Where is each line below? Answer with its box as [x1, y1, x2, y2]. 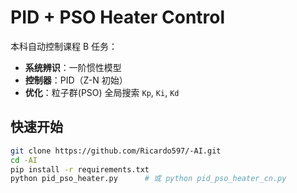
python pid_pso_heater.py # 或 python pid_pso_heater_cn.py [10, 174, 287, 184]
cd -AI [10, 155, 38, 165]
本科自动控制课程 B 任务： [10, 40, 118, 52]
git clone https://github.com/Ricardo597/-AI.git [10, 146, 222, 156]
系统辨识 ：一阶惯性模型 [24, 61, 122, 73]
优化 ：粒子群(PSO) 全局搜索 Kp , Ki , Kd [24, 86, 180, 98]
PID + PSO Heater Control [10, 6, 226, 29]
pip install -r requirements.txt [10, 164, 150, 175]
